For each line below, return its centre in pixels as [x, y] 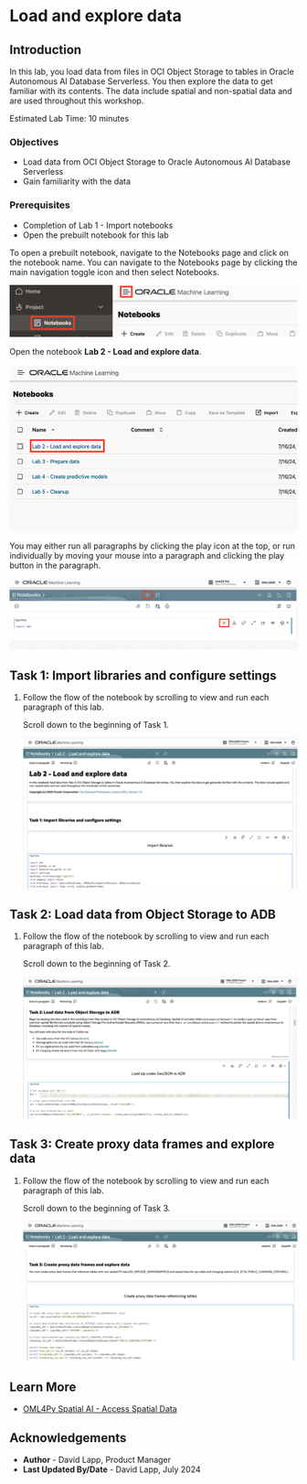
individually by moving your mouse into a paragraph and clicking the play [147, 555]
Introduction [46, 50]
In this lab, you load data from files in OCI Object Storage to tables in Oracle [152, 71]
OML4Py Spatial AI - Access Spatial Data [100, 1409]
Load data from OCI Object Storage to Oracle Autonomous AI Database [156, 162]
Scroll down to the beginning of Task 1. [95, 725]
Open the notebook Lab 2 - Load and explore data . [106, 351]
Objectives [34, 142]
